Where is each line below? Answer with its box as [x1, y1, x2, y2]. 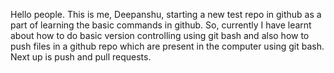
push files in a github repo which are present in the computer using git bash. [10, 40, 325, 52]
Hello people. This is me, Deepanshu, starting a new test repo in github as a [10, 9, 322, 20]
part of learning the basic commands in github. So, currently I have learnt [10, 19, 312, 31]
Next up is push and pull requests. [10, 51, 152, 63]
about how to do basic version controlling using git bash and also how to [10, 30, 310, 41]
